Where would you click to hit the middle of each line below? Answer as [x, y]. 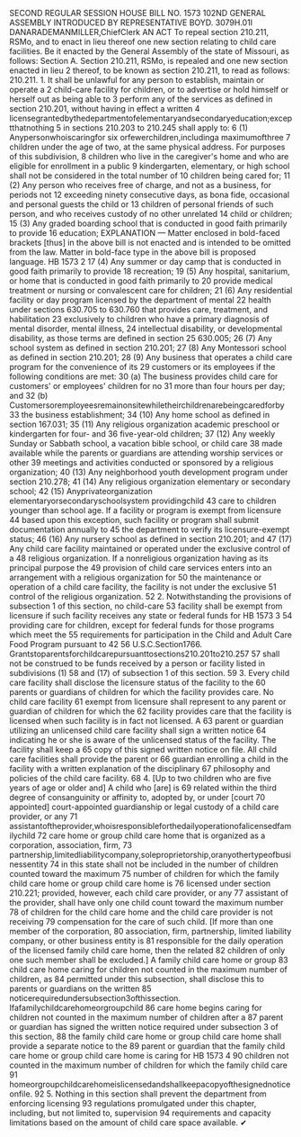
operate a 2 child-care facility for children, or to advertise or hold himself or [149, 90]
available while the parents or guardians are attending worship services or [146, 453]
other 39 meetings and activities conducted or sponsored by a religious [142, 462]
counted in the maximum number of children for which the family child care [149, 1065]
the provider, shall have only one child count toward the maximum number [146, 902]
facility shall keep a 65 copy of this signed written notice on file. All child [143, 749]
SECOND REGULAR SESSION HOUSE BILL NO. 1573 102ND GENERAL [138, 13]
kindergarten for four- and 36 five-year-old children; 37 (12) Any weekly [142, 434]
